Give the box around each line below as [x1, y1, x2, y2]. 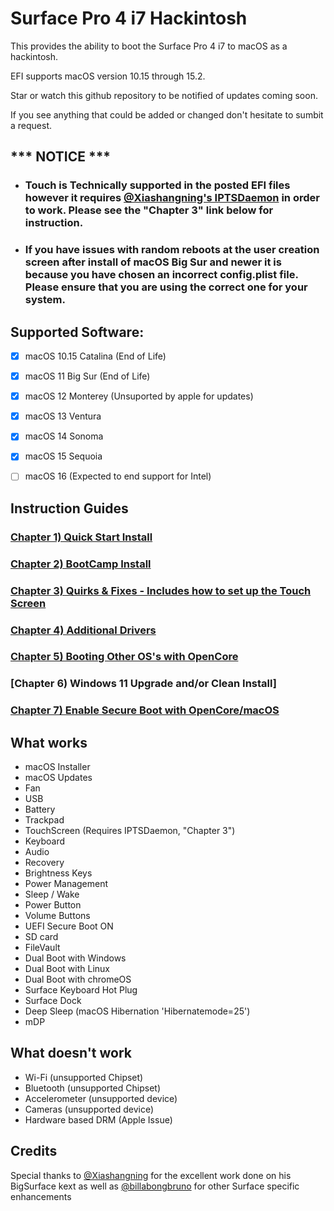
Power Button [24, 899, 82, 911]
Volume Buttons [24, 910, 91, 922]
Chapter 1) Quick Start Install [10, 530, 153, 544]
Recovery [24, 857, 65, 869]
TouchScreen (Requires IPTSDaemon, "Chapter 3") [24, 825, 236, 837]
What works [10, 734, 88, 751]
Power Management [24, 878, 109, 890]
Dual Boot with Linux [24, 963, 110, 975]
